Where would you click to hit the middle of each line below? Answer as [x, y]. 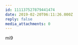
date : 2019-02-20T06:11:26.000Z [39, 14]
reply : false [19, 19]
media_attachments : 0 [28, 24]
